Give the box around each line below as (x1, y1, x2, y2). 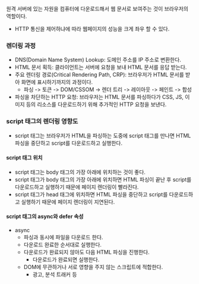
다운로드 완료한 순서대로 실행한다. (23, 241, 102, 248)
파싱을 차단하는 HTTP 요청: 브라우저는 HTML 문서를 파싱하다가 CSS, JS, (14, 93, 184, 101)
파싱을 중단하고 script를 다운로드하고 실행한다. (14, 139, 123, 146)
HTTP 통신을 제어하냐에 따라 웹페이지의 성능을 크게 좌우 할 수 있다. (14, 26, 170, 32)
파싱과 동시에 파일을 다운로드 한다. (23, 234, 103, 241)
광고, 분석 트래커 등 (32, 271, 77, 278)
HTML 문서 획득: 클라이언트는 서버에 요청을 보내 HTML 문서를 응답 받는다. (14, 64, 187, 71)
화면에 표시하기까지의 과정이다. (21, 79, 93, 86)
